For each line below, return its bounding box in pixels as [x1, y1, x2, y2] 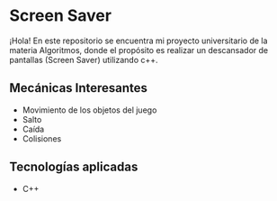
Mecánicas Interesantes [9, 80, 148, 96]
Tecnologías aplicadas [9, 160, 138, 175]
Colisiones [22, 132, 62, 144]
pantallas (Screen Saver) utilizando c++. [9, 54, 159, 65]
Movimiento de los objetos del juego [22, 105, 157, 115]
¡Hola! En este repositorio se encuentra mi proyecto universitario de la [9, 35, 268, 46]
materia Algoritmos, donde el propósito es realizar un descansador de [9, 44, 268, 55]
